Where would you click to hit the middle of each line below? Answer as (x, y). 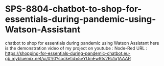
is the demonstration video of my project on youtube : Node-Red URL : (76, 48)
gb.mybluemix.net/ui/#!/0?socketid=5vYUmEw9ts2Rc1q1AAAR (68, 58)
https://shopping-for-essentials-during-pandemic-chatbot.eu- (68, 53)
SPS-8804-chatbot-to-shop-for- (73, 9)
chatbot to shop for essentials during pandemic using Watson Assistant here (82, 43)
